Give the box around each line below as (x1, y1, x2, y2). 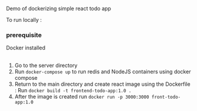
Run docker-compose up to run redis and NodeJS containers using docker (14, 68, 191, 75)
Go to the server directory (14, 62, 78, 69)
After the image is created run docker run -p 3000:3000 (14, 93, 149, 100)
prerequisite (6, 31, 42, 39)
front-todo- (151, 94, 181, 100)
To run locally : (6, 16, 42, 23)
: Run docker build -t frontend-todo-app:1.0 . (14, 87, 132, 94)
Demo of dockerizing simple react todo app (6, 5, 112, 12)
